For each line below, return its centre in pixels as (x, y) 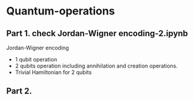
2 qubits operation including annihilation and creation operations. (96, 66)
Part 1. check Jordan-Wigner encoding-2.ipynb (97, 33)
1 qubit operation (36, 59)
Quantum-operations (61, 11)
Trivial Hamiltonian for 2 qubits (53, 72)
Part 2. (19, 91)
